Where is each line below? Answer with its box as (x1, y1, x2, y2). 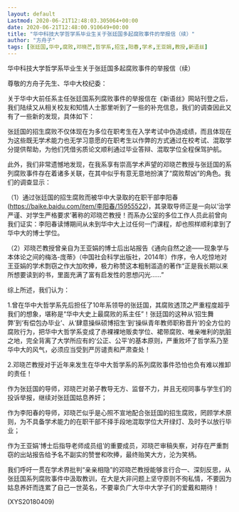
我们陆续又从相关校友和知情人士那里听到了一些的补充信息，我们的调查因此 (7, 103, 225, 111)
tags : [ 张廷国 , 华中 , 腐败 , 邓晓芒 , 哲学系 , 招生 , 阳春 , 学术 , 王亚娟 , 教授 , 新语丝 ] (7, 43, 208, 51)
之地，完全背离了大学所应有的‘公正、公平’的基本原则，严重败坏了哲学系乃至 (7, 336, 229, 345)
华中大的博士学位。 (7, 229, 64, 237)
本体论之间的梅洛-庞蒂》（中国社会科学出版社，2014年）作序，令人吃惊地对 (7, 253, 228, 261)
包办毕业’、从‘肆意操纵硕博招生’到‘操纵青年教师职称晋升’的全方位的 (35, 318, 231, 327)
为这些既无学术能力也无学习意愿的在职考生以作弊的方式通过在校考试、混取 (7, 136, 225, 145)
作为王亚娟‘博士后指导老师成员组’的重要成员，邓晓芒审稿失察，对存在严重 (7, 442, 223, 449)
